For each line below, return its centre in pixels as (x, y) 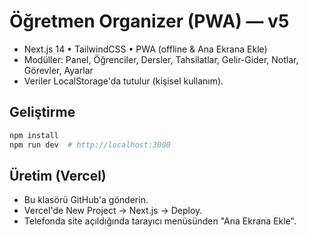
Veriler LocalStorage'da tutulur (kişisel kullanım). (123, 81)
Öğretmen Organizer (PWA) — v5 (149, 21)
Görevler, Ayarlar (58, 70)
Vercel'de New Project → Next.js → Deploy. (113, 211)
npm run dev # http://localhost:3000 (90, 145)
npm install (34, 135)
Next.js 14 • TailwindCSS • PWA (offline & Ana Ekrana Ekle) (145, 49)
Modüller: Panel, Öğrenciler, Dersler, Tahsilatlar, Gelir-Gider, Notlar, (161, 59)
